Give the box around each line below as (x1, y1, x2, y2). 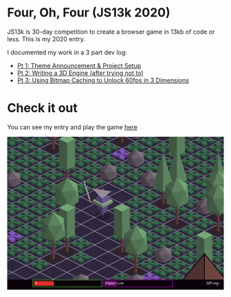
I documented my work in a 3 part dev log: (7, 48, 127, 56)
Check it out (7, 100, 78, 116)
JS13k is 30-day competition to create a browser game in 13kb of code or (7, 27, 215, 36)
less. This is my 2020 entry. (7, 34, 86, 43)
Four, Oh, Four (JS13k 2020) (7, 5, 170, 21)
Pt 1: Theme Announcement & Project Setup (16, 61, 142, 69)
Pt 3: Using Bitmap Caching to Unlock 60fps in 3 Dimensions (16, 76, 189, 84)
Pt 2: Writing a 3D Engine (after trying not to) (16, 69, 144, 77)
